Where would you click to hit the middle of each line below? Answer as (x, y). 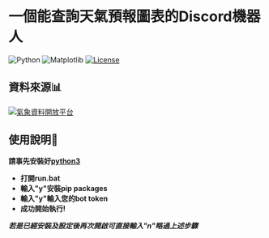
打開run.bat (40, 178)
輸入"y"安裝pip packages (64, 188)
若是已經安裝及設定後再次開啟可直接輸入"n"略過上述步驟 (103, 225)
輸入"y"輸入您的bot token (64, 198)
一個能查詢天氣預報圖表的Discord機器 (134, 17)
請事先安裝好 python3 (45, 161)
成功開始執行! (43, 208)
